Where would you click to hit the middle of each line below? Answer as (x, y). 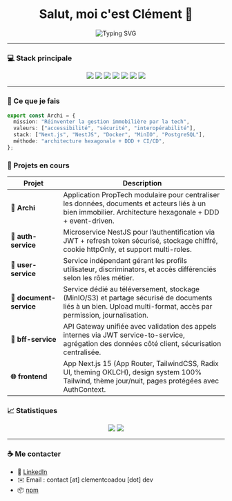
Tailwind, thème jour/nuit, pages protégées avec (141, 381)
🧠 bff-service (33, 340)
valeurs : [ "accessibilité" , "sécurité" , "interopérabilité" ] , (105, 128)
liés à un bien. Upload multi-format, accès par (138, 307)
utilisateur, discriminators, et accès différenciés (140, 269)
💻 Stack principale (40, 58)
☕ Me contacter (34, 454)
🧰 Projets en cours (39, 165)
